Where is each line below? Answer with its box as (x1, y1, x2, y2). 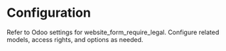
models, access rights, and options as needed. (6, 35, 144, 43)
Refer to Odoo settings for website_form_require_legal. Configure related (6, 28, 220, 36)
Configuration (6, 5, 92, 21)
